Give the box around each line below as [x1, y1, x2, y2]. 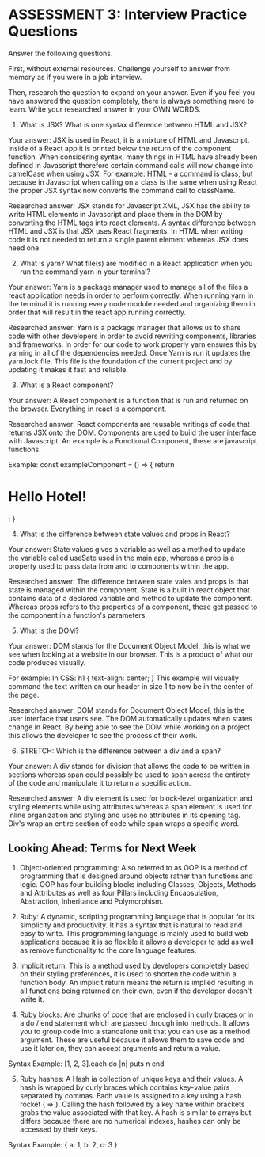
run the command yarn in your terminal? [19, 267, 150, 276]
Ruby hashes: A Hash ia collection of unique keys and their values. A [19, 1074, 244, 1083]
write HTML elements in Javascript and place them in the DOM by [8, 209, 223, 219]
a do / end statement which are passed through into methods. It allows [19, 1018, 251, 1027]
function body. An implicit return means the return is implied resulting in [19, 977, 254, 987]
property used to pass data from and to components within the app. [8, 561, 229, 571]
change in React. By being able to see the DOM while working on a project [8, 722, 251, 732]
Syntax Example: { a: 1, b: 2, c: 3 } [8, 1140, 118, 1149]
